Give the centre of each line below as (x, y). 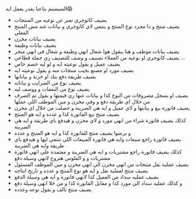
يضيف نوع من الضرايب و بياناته (48, 83)
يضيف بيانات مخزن (35, 39)
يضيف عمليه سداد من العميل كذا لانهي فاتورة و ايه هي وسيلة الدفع (86, 177)
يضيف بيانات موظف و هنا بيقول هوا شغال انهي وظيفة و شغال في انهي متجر (97, 51)
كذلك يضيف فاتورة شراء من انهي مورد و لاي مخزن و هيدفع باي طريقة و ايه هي (100, 120)
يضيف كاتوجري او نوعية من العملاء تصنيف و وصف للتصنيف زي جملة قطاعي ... (100, 58)
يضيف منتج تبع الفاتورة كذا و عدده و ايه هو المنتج (67, 114)
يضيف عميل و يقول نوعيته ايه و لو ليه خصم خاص (67, 64)
